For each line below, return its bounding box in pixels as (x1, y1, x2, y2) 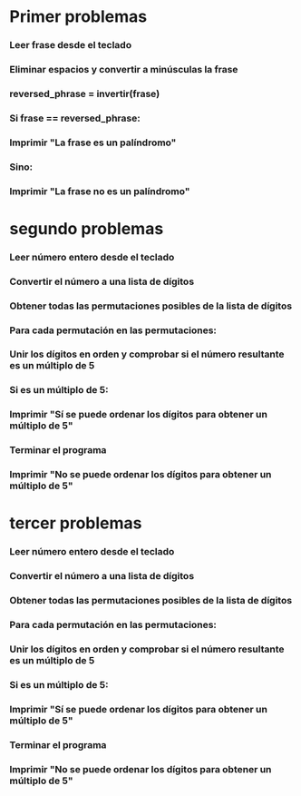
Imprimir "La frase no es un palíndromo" (9, 184, 190, 197)
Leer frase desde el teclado (9, 39, 132, 52)
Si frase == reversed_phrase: (9, 112, 141, 124)
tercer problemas (9, 513, 142, 534)
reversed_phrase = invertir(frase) (9, 87, 160, 100)
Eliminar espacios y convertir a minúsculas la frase (9, 64, 238, 76)
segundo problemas (9, 218, 164, 239)
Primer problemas (9, 6, 148, 27)
